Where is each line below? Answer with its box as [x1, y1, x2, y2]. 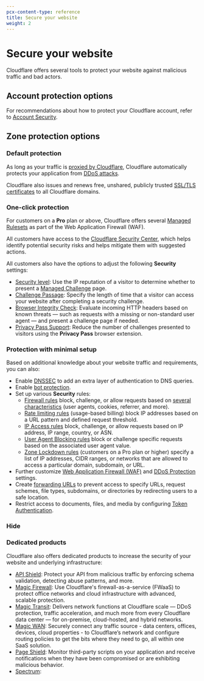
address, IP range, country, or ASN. [24, 429, 114, 436]
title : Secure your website [6, 15, 78, 21]
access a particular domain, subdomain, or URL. [24, 461, 145, 469]
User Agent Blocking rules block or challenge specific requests [24, 436, 183, 443]
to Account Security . [6, 113, 58, 121]
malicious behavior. [15, 661, 64, 668]
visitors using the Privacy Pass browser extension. [15, 330, 143, 337]
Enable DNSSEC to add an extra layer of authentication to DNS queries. [15, 377, 194, 384]
